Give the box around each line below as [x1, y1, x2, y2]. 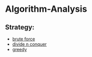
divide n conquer [12, 41, 47, 47]
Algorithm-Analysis [5, 3, 88, 15]
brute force [12, 36, 35, 42]
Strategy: [5, 23, 34, 31]
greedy [12, 47, 27, 52]
